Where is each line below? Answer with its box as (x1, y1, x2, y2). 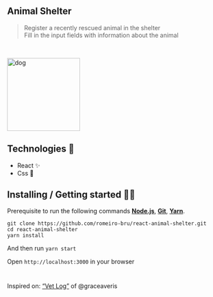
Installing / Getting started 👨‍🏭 (7, 189, 136, 201)
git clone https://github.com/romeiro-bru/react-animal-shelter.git (7, 220, 207, 227)
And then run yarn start (7, 244, 77, 252)
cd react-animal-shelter (7, 226, 78, 233)
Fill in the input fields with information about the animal (23, 31, 179, 39)
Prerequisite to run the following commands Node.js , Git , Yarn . (7, 207, 185, 215)
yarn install (7, 233, 45, 239)
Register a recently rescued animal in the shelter (23, 23, 161, 32)
